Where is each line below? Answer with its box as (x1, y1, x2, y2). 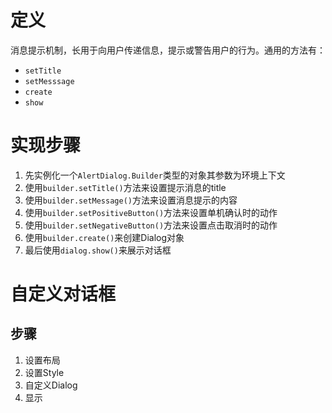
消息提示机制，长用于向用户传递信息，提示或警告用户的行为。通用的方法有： (10, 44, 326, 56)
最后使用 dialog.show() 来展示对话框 (24, 244, 172, 256)
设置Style (24, 366, 65, 378)
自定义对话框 (10, 283, 117, 306)
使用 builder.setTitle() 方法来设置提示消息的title (24, 181, 227, 193)
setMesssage (24, 76, 75, 86)
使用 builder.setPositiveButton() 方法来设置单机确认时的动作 (24, 206, 278, 218)
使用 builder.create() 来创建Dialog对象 (24, 231, 185, 243)
